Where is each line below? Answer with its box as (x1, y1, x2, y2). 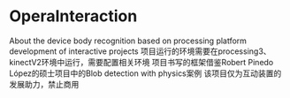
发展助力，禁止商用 (9, 79, 80, 89)
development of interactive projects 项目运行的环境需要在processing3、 (9, 46, 271, 57)
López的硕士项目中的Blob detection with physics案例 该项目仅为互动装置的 (9, 68, 282, 79)
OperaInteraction (9, 6, 138, 26)
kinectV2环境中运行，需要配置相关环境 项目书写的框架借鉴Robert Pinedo (9, 57, 274, 67)
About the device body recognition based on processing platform (9, 35, 248, 46)
